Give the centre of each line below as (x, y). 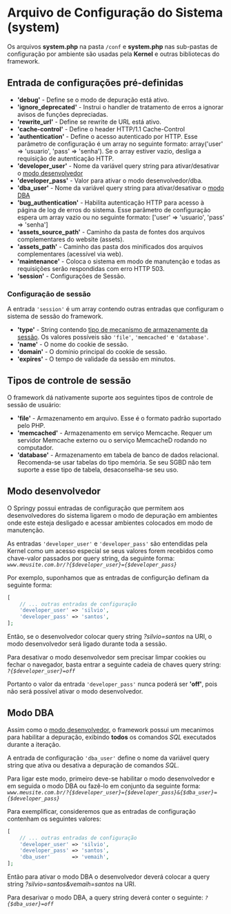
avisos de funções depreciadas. (62, 114)
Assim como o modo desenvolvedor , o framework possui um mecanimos (111, 729)
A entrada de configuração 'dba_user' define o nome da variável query (108, 758)
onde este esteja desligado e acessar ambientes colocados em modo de (110, 523)
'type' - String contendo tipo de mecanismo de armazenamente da (112, 330)
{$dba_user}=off (30, 904)
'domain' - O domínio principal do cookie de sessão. (92, 352)
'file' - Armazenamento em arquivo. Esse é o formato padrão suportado (119, 418)
